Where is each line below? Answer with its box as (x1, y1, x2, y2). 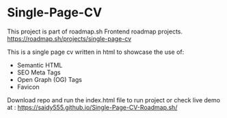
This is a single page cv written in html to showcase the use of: (7, 48, 185, 56)
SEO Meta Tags (16, 68, 61, 76)
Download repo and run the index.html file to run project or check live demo (7, 95, 221, 104)
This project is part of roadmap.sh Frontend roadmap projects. (7, 27, 183, 35)
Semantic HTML (16, 61, 63, 69)
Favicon (16, 83, 40, 91)
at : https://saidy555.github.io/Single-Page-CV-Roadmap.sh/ (7, 103, 178, 111)
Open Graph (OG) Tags (16, 75, 82, 83)
